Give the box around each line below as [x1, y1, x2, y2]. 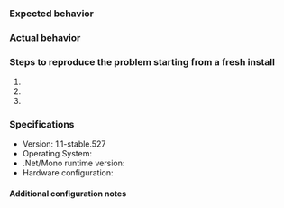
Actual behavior [9, 31, 81, 43]
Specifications [9, 118, 75, 131]
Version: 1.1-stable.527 [22, 138, 106, 149]
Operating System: [22, 148, 93, 159]
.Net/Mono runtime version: [22, 157, 125, 169]
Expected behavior [9, 7, 95, 20]
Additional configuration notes [9, 188, 127, 199]
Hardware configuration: [22, 167, 115, 178]
